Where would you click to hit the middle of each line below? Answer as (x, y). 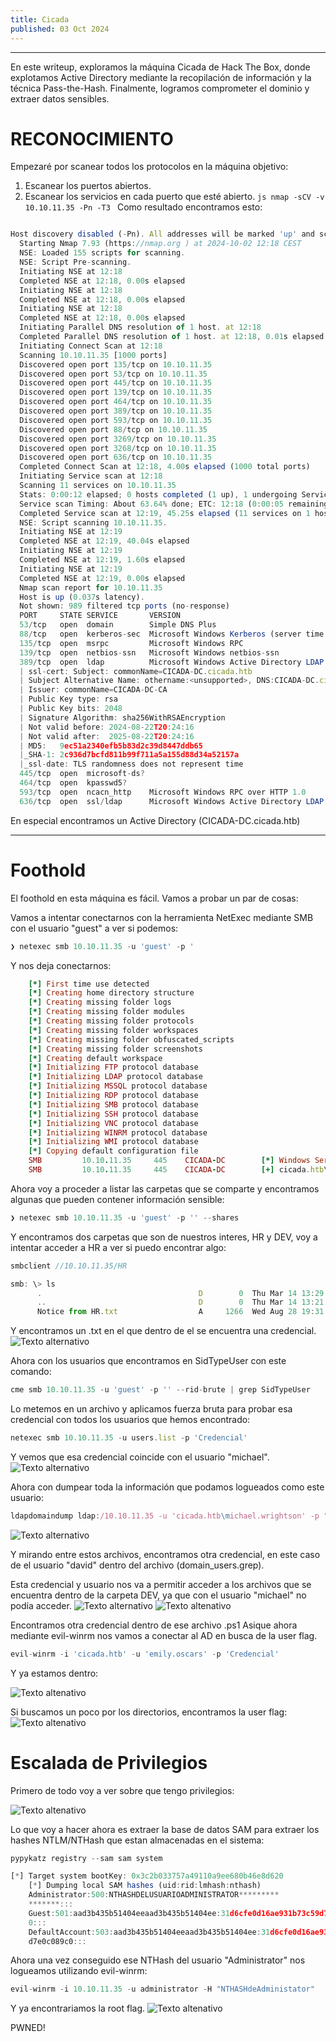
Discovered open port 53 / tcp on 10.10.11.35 (113, 374)
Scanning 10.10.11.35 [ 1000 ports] (93, 355)
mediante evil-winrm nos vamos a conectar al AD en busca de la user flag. (164, 1635)
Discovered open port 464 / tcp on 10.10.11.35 (116, 402)
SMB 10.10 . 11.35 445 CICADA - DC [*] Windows (169, 1161)
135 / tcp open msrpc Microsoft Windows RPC (131, 643)
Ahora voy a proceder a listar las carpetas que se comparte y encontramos (165, 1188)
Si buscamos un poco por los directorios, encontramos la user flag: (149, 1712)
